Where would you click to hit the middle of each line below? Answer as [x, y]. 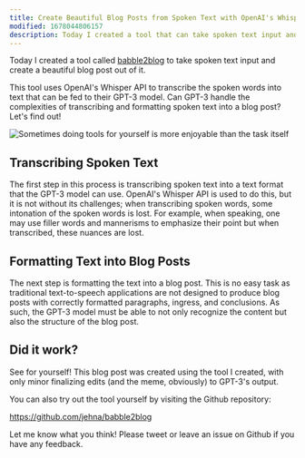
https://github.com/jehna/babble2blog [81, 416]
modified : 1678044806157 [56, 26]
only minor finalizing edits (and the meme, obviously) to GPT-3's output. [144, 381]
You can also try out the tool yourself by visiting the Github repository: [140, 399]
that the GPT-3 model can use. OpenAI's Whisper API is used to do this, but [151, 194]
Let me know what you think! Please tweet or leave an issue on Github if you [152, 434]
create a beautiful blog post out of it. [78, 70]
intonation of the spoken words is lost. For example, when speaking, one [145, 213]
